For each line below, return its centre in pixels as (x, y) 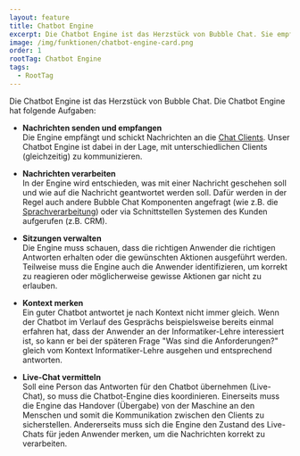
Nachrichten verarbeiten (69, 173)
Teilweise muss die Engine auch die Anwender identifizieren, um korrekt (155, 266)
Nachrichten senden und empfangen (92, 128)
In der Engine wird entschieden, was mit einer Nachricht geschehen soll (154, 183)
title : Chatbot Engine (51, 26)
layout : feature (39, 17)
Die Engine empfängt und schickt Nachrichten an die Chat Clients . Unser (156, 137)
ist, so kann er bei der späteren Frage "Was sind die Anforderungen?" (150, 341)
